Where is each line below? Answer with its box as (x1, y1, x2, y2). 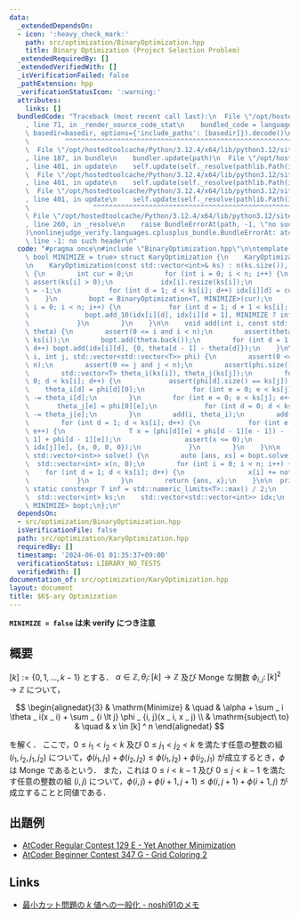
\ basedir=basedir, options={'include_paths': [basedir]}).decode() (25, 129, 285, 138)
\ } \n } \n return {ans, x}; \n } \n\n (25, 476, 273, 485)
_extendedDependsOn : (17, 21, 93, 30)
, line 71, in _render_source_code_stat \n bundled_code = (25, 121, 256, 130)
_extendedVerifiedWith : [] (17, 63, 117, 72)
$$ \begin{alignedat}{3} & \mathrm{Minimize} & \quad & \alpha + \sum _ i (15, 702, 284, 713)
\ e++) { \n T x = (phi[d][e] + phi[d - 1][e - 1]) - (25, 426, 285, 436)
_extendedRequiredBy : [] (17, 54, 109, 63)
